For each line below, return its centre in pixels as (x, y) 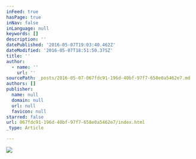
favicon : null (29, 111)
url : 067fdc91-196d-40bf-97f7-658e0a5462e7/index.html (76, 123)
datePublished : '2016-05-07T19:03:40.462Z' (61, 45)
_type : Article (25, 128)
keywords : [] (22, 34)
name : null (25, 95)
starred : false (25, 117)
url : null (24, 106)
